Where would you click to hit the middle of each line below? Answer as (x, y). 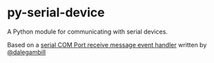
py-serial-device (56, 13)
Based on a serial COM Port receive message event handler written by (107, 45)
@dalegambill (27, 52)
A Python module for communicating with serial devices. (87, 32)
